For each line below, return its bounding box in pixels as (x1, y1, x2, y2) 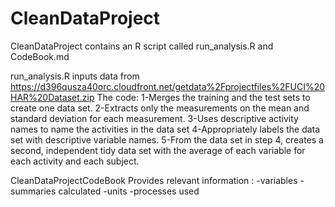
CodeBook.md (10, 50, 70, 62)
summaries (10, 185, 57, 197)
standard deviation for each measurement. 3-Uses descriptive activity (10, 112, 299, 124)
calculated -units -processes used (58, 185, 200, 197)
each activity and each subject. (10, 155, 140, 167)
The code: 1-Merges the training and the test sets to (96, 91, 311, 103)
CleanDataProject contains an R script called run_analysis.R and (10, 40, 274, 52)
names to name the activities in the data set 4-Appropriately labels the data (10, 123, 321, 135)
